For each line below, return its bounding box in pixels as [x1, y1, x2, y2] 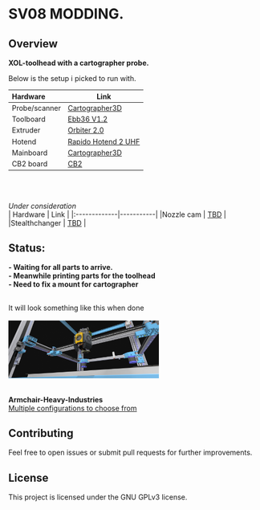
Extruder [11, 125, 41, 135]
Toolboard [11, 114, 46, 124]
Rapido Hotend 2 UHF [67, 137, 140, 146]
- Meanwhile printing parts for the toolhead [8, 271, 156, 281]
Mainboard [11, 148, 48, 157]
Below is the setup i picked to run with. [8, 74, 136, 83]
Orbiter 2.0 [67, 125, 104, 135]
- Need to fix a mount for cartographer [8, 279, 139, 289]
